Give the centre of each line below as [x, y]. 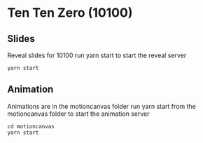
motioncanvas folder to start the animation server [78, 114]
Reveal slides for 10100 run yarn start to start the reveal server [97, 55]
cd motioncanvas [31, 126]
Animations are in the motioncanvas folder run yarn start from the [101, 106]
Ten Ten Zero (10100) [70, 13]
